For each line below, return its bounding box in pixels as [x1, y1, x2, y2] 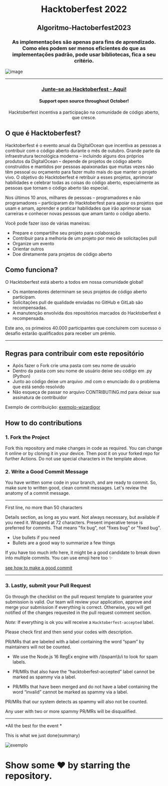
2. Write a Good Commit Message [5, 468, 88, 475]
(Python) [12, 373, 31, 379]
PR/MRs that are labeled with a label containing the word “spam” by [5, 638, 144, 644]
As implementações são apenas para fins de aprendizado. [11, 39, 156, 46]
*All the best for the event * [5, 722, 62, 728]
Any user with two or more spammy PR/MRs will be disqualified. [5, 708, 137, 714]
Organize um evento [12, 240, 54, 246]
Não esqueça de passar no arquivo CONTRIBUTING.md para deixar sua [12, 389, 160, 395]
